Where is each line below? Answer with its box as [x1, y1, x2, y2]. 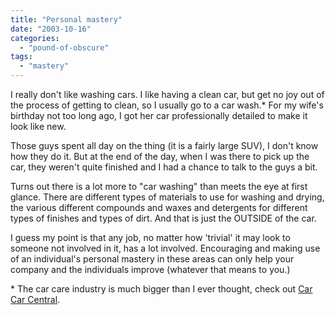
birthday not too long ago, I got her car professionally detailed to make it [10, 110, 308, 121]
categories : [10, 33, 60, 43]
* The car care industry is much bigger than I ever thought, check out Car [10, 283, 313, 295]
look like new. [10, 121, 67, 132]
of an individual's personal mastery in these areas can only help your [10, 253, 295, 265]
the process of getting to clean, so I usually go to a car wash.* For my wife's [10, 99, 324, 111]
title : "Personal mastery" [10, 14, 123, 25]
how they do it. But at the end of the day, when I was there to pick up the [10, 151, 310, 162]
